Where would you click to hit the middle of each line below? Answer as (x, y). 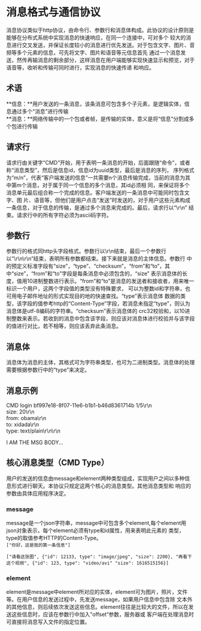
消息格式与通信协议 (54, 12)
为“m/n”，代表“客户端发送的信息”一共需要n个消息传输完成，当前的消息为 (96, 177)
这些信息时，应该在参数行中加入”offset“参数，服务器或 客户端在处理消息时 (103, 614)
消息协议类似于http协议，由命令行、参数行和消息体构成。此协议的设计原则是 (100, 30)
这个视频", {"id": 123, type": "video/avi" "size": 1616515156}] (88, 563)
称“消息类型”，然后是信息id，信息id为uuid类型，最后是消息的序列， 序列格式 (100, 170)
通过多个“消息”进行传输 (40, 111)
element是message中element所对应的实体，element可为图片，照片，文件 (97, 592)
